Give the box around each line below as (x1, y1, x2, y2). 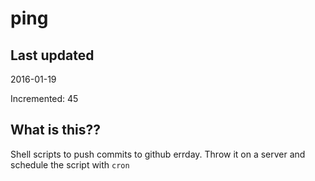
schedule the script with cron (10, 158, 130, 171)
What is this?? (10, 122, 101, 139)
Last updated (10, 47, 95, 64)
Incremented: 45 (10, 93, 79, 104)
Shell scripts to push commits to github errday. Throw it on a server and (10, 148, 306, 160)
